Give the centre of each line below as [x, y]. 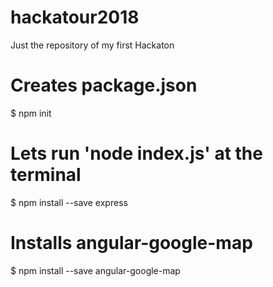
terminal [46, 175]
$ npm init [31, 113]
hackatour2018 [75, 17]
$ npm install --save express [69, 202]
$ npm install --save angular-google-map [95, 270]
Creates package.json [104, 85]
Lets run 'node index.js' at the [136, 153]
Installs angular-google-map [131, 243]
